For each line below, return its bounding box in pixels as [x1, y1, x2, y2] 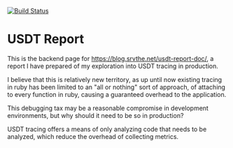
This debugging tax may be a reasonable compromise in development [7, 104, 209, 112]
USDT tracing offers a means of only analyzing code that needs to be [7, 125, 207, 133]
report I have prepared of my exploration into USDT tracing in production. [7, 62, 219, 70]
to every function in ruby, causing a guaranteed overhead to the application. [7, 90, 227, 98]
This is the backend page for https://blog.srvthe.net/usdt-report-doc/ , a [7, 54, 214, 62]
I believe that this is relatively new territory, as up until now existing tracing [7, 75, 223, 83]
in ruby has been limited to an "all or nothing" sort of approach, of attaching [7, 83, 226, 91]
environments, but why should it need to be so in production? [7, 111, 184, 119]
